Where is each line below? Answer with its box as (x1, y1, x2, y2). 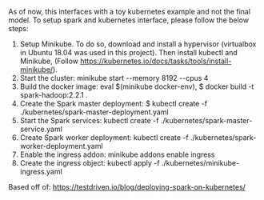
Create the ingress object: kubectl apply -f (19, 158, 160, 167)
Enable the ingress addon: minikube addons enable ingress (19, 150, 215, 159)
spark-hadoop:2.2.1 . (19, 90, 88, 99)
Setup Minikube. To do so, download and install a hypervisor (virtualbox (19, 39, 257, 49)
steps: (8, 24, 29, 33)
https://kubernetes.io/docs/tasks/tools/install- (79, 56, 232, 66)
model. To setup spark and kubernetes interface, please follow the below (8, 15, 250, 25)
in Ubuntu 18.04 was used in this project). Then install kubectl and (19, 48, 238, 57)
